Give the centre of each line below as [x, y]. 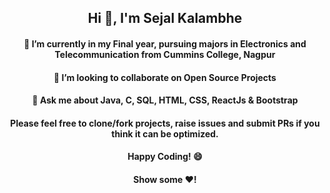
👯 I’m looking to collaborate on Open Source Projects [165, 77]
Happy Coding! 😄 [165, 157]
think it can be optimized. [165, 133]
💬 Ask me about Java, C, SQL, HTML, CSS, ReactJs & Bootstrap [165, 100]
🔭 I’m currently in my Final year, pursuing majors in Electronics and [165, 43]
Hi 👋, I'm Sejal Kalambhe [165, 18]
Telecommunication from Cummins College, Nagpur [165, 54]
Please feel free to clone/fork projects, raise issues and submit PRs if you [165, 123]
